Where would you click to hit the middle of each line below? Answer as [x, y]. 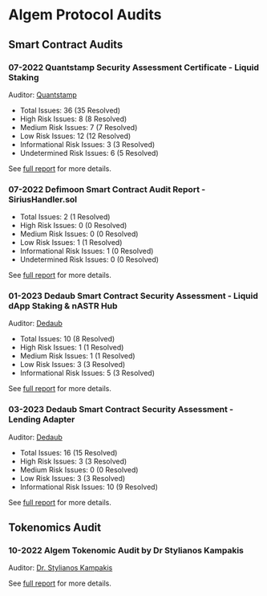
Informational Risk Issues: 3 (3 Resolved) [87, 144]
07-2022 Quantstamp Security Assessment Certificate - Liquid [133, 67]
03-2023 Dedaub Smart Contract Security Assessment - [121, 410]
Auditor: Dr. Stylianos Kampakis [61, 568]
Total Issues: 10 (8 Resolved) [67, 339]
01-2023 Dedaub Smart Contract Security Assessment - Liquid [133, 296]
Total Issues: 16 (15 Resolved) [69, 452]
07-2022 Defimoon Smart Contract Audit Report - [107, 189]
